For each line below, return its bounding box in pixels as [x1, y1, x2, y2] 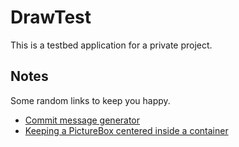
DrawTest [10, 6, 92, 29]
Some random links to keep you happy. [10, 94, 171, 106]
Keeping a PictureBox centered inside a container [24, 124, 229, 136]
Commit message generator [24, 114, 141, 126]
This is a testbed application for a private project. [10, 39, 213, 51]
